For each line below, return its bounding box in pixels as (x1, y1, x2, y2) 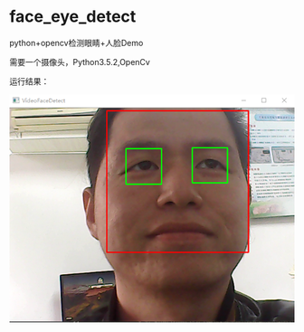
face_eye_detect (9, 6, 137, 27)
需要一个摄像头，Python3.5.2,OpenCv (9, 56, 151, 67)
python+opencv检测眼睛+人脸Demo (9, 37, 144, 48)
